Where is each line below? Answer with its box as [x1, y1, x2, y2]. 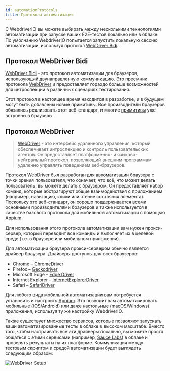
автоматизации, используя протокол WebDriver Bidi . [5, 42, 119, 48]
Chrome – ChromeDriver [12, 261, 64, 267]
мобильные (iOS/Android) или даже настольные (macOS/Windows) [5, 303, 150, 309]
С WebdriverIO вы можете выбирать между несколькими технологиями [5, 26, 161, 32]
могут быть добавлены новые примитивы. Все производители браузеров [5, 102, 165, 108]
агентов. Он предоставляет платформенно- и [17, 152, 117, 158]
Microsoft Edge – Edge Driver [12, 272, 75, 278]
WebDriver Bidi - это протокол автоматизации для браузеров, [5, 70, 139, 77]
